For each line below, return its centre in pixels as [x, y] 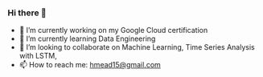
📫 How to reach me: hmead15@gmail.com [90, 65]
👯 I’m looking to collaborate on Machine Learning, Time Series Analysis [137, 47]
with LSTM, [38, 56]
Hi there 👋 [27, 13]
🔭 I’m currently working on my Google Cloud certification [113, 30]
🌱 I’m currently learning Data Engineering [87, 38]
